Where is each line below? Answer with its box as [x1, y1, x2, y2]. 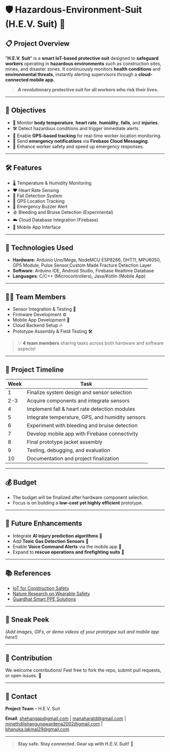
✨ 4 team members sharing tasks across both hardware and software [17, 340, 164, 346]
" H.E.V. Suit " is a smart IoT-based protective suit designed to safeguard [5, 55, 159, 61]
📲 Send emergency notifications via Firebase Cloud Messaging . [12, 138, 149, 144]
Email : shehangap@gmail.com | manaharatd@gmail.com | [5, 715, 126, 722]
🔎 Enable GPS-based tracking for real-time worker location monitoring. [12, 133, 162, 139]
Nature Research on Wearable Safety [12, 590, 90, 597]
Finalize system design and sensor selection [27, 389, 132, 396]
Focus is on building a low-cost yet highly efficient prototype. [12, 499, 143, 506]
